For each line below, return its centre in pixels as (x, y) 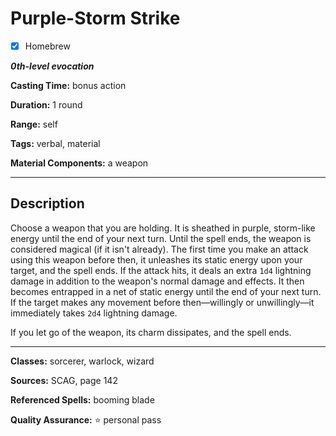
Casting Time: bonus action (68, 85)
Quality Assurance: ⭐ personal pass (86, 419)
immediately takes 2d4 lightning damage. (94, 313)
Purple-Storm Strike (95, 18)
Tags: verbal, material (55, 143)
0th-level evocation (52, 66)
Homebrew (47, 46)
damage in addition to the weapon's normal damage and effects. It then (157, 281)
